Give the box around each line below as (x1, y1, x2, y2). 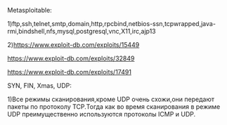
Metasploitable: (7, 6, 53, 14)
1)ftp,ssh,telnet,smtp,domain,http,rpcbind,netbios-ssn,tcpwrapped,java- (7, 20, 216, 27)
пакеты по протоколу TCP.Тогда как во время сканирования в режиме (7, 103, 221, 111)
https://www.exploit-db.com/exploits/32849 (7, 54, 135, 63)
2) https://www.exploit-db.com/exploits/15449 (7, 41, 140, 48)
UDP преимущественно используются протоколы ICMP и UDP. (7, 110, 196, 118)
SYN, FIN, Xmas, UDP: (7, 81, 72, 90)
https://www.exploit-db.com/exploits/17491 (7, 68, 132, 76)
